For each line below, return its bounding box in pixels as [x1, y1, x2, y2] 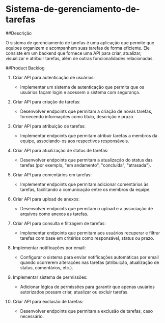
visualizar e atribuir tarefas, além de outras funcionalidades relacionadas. [5, 55, 154, 61]
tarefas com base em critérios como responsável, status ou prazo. [20, 235, 154, 241]
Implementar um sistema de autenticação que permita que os [20, 84, 144, 90]
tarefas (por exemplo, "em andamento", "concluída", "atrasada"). [20, 162, 151, 168]
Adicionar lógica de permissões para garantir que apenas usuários [20, 284, 155, 290]
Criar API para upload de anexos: [12, 196, 80, 202]
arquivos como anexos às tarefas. [20, 211, 89, 217]
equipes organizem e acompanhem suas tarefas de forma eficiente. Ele [5, 45, 150, 51]
